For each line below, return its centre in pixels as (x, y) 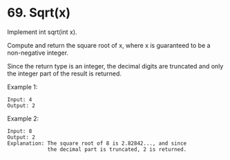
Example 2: (23, 118)
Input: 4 (20, 99)
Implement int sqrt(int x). (42, 32)
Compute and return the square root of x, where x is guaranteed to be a (109, 45)
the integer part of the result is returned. (65, 73)
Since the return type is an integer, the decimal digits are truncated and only (115, 66)
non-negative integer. (38, 53)
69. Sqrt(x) (39, 13)
